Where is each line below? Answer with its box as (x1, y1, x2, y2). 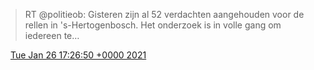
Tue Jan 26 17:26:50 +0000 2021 (9, 49, 147, 61)
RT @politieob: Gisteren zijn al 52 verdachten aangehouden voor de (24, 9, 305, 20)
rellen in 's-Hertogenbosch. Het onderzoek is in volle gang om (24, 19, 282, 31)
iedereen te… (24, 30, 80, 41)
